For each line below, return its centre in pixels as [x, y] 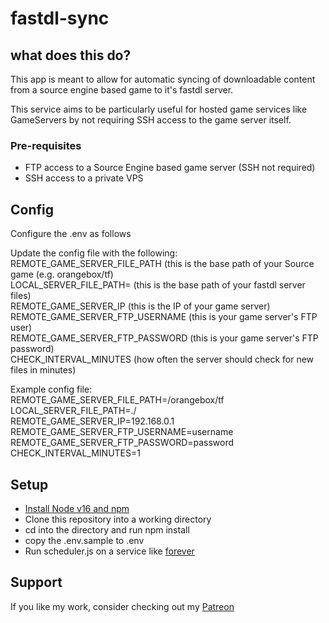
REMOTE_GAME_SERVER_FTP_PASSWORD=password [122, 443]
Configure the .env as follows [71, 234]
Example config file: [51, 389]
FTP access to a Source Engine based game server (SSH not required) [170, 168]
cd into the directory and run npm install [107, 529]
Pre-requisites [46, 145]
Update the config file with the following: [94, 253]
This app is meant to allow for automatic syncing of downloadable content [163, 79]
